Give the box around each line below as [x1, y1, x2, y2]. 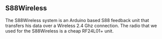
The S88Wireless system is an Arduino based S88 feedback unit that [5, 17, 149, 23]
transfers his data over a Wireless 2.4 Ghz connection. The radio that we [5, 22, 157, 28]
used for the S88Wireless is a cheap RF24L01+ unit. [5, 27, 114, 34]
